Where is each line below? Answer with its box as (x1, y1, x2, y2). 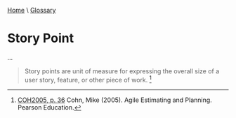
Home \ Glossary (7, 6, 56, 14)
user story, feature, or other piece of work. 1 (24, 74, 152, 84)
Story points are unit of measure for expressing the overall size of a (24, 66, 220, 75)
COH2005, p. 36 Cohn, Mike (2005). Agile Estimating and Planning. (17, 96, 212, 104)
